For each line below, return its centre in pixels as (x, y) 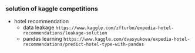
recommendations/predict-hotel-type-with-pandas (83, 45)
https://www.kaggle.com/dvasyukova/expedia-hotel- (127, 40)
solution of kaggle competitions (52, 9)
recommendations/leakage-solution (65, 33)
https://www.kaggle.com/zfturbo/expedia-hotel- (115, 28)
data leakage (38, 27)
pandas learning (42, 39)
